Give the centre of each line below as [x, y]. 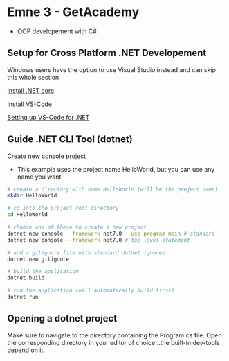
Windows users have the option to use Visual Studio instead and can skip [112, 69]
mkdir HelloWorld [32, 196]
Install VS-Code [30, 104]
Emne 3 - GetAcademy [73, 12]
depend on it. [26, 350]
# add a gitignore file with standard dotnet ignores [86, 253]
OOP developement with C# [57, 31]
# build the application [43, 272]
